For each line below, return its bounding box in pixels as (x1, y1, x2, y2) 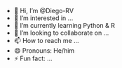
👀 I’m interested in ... (13, 14, 74, 22)
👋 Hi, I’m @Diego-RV (13, 7, 74, 15)
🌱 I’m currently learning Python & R (13, 22, 116, 29)
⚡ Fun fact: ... (13, 54, 53, 62)
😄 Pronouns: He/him (13, 46, 75, 55)
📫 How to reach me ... (13, 37, 79, 44)
